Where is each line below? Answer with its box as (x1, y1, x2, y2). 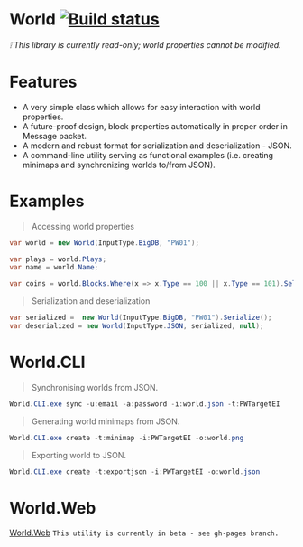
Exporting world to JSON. (31, 449, 127, 460)
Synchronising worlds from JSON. (31, 382, 159, 392)
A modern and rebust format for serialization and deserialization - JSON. (22, 140, 293, 151)
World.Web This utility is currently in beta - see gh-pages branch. (9, 527, 280, 538)
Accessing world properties (31, 221, 135, 231)
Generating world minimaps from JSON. (31, 416, 180, 427)
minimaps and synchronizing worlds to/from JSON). (22, 159, 216, 170)
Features (9, 71, 78, 92)
